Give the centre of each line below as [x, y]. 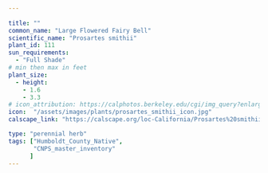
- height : [32, 82]
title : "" [25, 23]
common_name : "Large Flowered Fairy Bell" [80, 30]
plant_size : [28, 75]
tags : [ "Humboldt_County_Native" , [66, 141]
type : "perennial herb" [48, 134]
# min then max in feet [48, 68]
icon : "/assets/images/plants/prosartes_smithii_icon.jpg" [110, 112]
